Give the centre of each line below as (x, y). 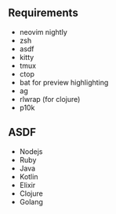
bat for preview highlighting (64, 82)
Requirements (43, 13)
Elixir (27, 185)
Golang (31, 201)
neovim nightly (43, 32)
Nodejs (31, 151)
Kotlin (29, 176)
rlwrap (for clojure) (50, 99)
